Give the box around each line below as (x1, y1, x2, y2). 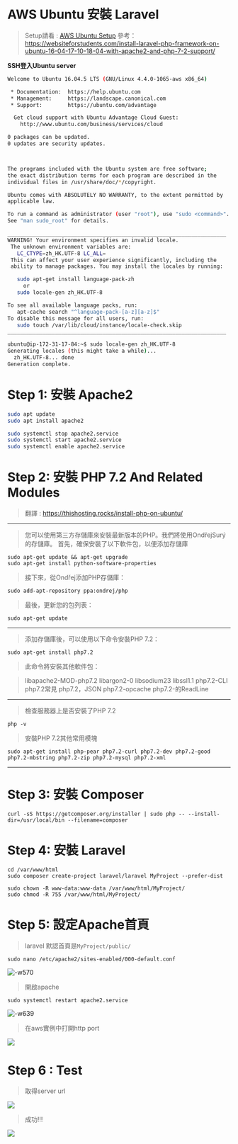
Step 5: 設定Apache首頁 (7, 917, 150, 933)
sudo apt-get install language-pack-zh (16, 276, 135, 283)
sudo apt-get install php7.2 (7, 649, 93, 656)
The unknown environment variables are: (10, 243, 132, 250)
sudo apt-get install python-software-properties (7, 560, 157, 567)
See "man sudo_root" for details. (7, 217, 110, 225)
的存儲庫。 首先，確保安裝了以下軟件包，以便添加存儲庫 (24, 540, 188, 548)
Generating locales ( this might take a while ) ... (7, 348, 157, 355)
